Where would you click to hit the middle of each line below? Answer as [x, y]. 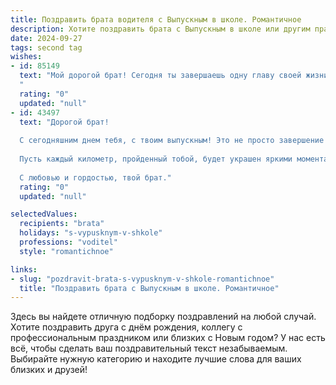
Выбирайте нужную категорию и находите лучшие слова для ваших [156, 359]
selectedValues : [44, 214]
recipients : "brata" [62, 224]
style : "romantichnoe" [66, 251]
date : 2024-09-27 [46, 38]
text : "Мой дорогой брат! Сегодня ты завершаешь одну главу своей [160, 76]
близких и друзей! [49, 370]
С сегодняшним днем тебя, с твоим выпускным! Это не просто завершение [172, 141]
